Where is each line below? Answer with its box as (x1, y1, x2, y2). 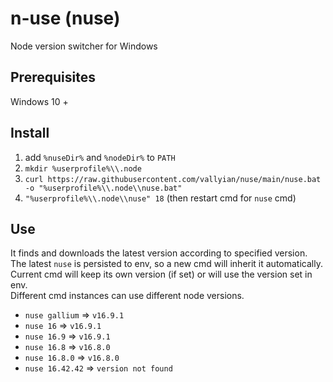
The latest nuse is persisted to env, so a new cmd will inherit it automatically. (10, 258, 323, 270)
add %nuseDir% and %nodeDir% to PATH (24, 151, 176, 163)
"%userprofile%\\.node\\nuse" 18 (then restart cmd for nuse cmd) (24, 192, 297, 204)
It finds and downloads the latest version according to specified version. (10, 247, 308, 259)
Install (10, 125, 50, 142)
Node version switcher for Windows (10, 40, 158, 52)
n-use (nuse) (10, 7, 121, 30)
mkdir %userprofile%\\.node (24, 163, 142, 174)
